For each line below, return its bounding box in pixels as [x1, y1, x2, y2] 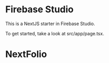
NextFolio [5, 49, 47, 60]
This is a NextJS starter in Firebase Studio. [5, 20, 96, 27]
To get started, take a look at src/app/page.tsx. [5, 30, 104, 36]
